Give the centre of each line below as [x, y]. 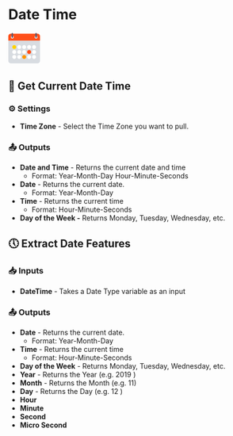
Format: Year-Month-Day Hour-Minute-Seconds [110, 175]
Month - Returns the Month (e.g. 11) [78, 383]
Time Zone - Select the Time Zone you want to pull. [104, 126]
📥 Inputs [26, 271]
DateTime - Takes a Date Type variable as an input [103, 291]
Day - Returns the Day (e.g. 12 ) [71, 391]
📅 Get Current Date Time [69, 86]
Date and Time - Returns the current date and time [103, 167]
